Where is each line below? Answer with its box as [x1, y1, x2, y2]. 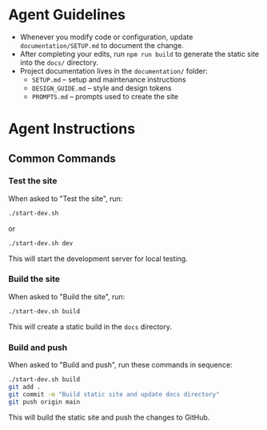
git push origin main [8, 398, 81, 406]
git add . [8, 383, 42, 391]
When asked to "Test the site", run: [8, 194, 123, 203]
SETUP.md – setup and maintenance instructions [31, 74, 186, 84]
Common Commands [8, 151, 116, 165]
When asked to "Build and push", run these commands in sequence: [8, 360, 233, 370]
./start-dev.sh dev [8, 239, 74, 247]
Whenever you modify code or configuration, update [19, 32, 193, 42]
